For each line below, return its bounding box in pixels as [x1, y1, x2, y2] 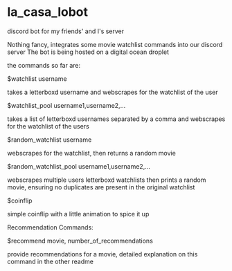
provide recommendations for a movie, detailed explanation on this [7, 250, 198, 258]
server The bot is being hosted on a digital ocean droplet [7, 48, 170, 56]
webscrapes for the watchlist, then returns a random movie [7, 149, 177, 157]
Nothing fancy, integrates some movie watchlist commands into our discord [7, 40, 223, 48]
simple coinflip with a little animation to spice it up [7, 209, 150, 218]
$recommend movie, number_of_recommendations [7, 236, 154, 245]
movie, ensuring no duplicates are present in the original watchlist [7, 183, 195, 191]
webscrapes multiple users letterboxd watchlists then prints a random [7, 176, 206, 184]
